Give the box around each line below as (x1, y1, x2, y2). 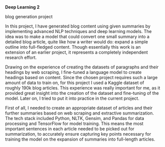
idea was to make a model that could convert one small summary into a (5, 34, 150, 39)
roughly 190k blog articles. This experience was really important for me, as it (5, 85, 161, 90)
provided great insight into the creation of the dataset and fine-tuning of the (5, 90, 159, 96)
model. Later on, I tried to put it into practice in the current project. (5, 95, 139, 101)
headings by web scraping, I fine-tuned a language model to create (5, 69, 142, 75)
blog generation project (5, 14, 53, 19)
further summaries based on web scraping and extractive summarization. (5, 110, 154, 116)
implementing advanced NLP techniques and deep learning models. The (5, 29, 152, 34)
